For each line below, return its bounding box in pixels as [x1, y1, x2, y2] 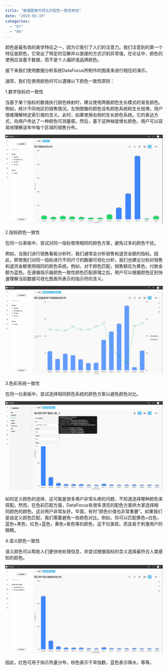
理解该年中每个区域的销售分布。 [13, 124, 80, 130]
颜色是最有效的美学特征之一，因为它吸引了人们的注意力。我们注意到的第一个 [5, 44, 163, 50]
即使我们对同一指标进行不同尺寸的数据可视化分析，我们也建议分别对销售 [13, 257, 163, 263]
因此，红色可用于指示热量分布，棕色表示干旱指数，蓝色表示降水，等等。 [5, 659, 154, 665]
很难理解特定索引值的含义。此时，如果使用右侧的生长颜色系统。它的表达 [5, 112, 154, 118]
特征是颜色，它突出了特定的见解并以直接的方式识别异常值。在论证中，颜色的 [5, 51, 163, 57]
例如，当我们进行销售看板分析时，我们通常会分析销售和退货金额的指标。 [5, 251, 154, 257]
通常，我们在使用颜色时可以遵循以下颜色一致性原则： [5, 78, 115, 84]
